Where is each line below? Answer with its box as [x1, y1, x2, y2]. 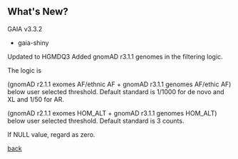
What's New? [7, 6, 69, 18]
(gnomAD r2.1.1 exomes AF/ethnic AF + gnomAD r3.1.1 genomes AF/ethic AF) [7, 80, 232, 88]
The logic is [7, 66, 41, 74]
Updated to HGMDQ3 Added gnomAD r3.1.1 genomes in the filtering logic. [7, 52, 223, 61]
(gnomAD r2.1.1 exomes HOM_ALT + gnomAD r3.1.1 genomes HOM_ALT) [7, 108, 217, 117]
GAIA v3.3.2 [7, 24, 43, 33]
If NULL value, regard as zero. [7, 130, 95, 138]
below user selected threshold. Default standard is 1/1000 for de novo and [7, 87, 224, 96]
